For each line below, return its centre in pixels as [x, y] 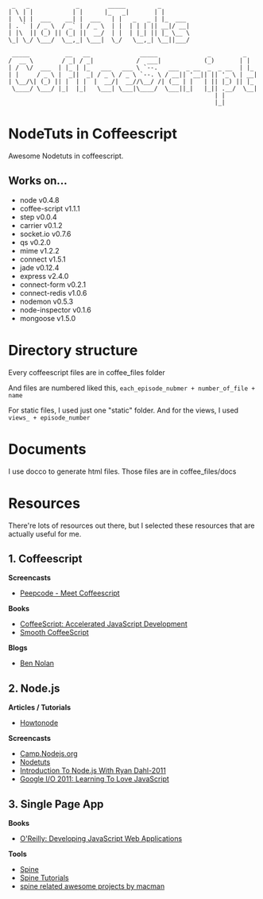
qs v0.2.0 [35, 242]
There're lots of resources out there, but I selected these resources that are [131, 525]
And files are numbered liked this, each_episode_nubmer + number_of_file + [132, 388]
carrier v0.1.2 [41, 225]
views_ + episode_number [49, 418]
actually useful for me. [45, 533]
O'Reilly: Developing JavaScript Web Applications [101, 839]
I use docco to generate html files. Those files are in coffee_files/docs [122, 471]
